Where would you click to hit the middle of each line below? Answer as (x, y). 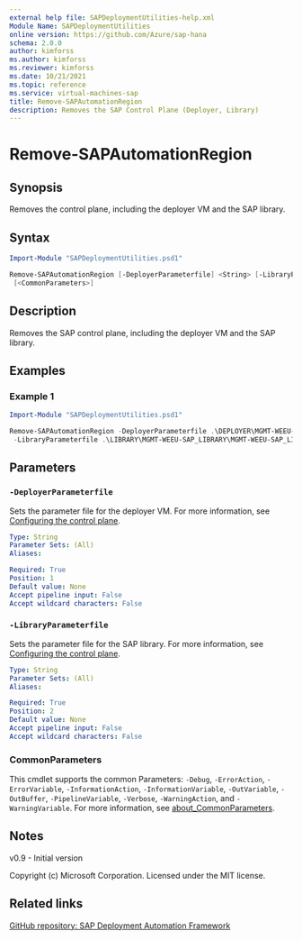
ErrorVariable (36, 789)
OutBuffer (28, 799)
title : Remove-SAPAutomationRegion (76, 101)
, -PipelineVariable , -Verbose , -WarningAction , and (140, 799)
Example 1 (32, 396)
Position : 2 (31, 712)
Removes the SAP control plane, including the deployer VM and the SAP (142, 333)
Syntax (30, 237)
